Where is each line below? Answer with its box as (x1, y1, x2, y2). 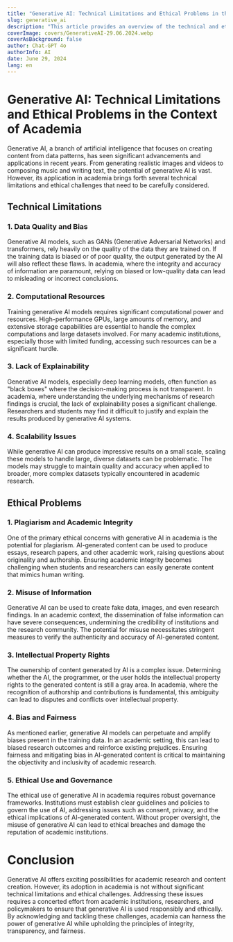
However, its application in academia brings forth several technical (7, 173, 198, 182)
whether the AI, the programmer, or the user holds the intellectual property (7, 674, 221, 682)
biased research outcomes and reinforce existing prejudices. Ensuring (7, 743, 207, 751)
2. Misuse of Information (7, 588, 92, 597)
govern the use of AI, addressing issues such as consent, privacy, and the (7, 806, 218, 814)
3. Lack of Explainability (7, 361, 89, 371)
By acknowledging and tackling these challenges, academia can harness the (7, 911, 226, 920)
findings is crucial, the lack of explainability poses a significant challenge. (7, 400, 217, 408)
